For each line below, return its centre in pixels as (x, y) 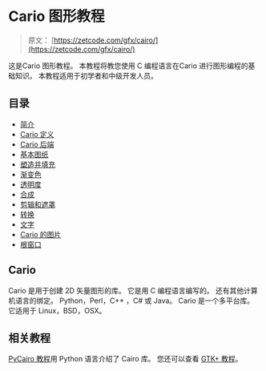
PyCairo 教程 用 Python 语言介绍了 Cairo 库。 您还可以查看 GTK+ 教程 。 (125, 359)
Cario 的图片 (40, 234)
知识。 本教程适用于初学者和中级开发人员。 (86, 75)
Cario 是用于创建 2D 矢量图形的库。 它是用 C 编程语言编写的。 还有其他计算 (133, 290)
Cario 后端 (37, 144)
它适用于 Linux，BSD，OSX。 (57, 310)
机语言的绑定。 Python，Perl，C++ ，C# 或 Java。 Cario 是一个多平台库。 (131, 300)
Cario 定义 (37, 134)
